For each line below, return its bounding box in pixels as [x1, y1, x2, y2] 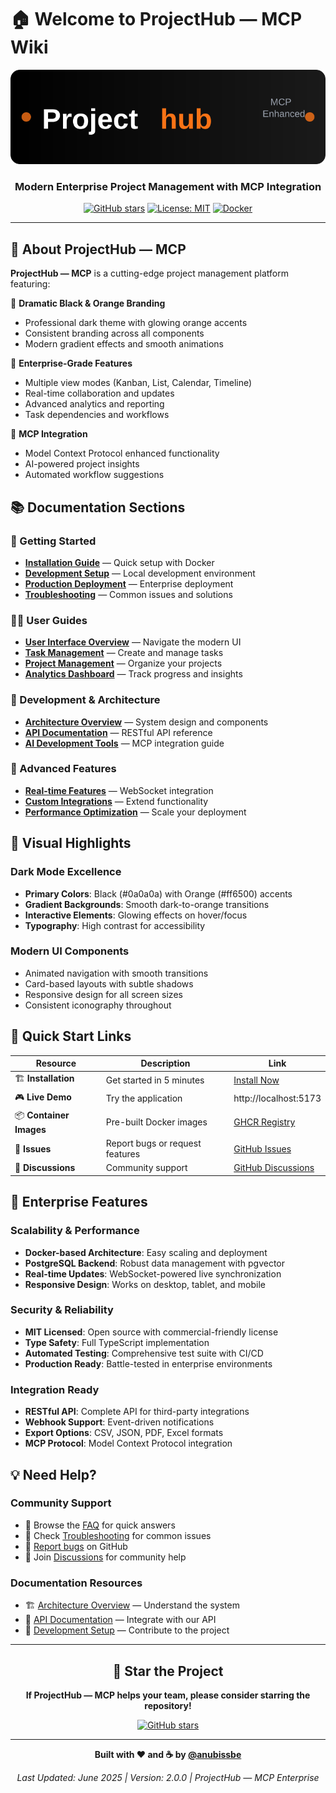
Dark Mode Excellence [10, 865, 122, 879]
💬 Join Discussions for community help [24, 1551, 187, 1563]
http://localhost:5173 [233, 1092, 322, 1105]
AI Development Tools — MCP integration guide [24, 737, 225, 749]
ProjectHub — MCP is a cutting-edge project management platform [10, 267, 289, 280]
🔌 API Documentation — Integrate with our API [24, 1614, 217, 1626]
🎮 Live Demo [14, 1091, 72, 1103]
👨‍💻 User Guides [10, 613, 88, 627]
